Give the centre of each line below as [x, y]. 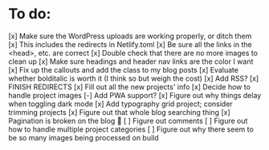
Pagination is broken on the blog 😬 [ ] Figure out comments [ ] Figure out [128, 120]
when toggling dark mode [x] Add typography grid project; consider [120, 104]
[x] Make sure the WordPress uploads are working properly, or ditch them [130, 36]
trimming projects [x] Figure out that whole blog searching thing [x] [119, 112]
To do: [30, 14]
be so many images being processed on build [84, 137]
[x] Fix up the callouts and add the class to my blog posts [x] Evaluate [124, 69]
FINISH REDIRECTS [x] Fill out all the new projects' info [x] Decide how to [130, 87]
